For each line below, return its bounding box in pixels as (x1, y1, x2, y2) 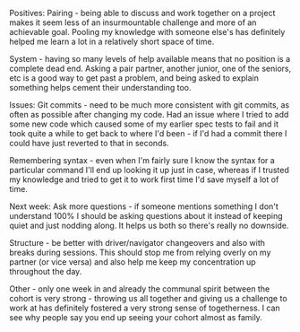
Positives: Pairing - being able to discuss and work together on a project (9, 8, 276, 18)
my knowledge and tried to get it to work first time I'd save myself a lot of (9, 174, 279, 185)
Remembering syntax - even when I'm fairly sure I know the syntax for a (9, 155, 275, 165)
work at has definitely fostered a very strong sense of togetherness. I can (9, 302, 280, 313)
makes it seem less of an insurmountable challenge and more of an (9, 17, 257, 28)
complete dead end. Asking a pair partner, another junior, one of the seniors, (9, 63, 292, 74)
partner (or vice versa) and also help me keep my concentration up (9, 257, 257, 267)
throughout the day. (9, 266, 82, 276)
